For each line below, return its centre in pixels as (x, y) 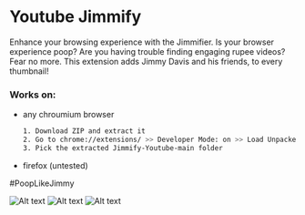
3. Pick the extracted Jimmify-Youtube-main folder (122, 148)
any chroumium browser (68, 115)
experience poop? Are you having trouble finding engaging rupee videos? (147, 51)
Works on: (33, 95)
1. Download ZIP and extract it (84, 131)
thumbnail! (29, 71)
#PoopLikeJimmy (42, 183)
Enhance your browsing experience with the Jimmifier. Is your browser (142, 42)
